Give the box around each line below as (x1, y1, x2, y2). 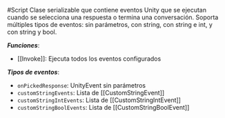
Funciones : (7, 41, 40, 49)
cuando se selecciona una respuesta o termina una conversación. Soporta (7, 13, 219, 21)
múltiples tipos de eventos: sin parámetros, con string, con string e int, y (7, 21, 213, 28)
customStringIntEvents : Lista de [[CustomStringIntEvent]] (17, 96, 182, 104)
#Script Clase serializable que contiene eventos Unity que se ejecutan (7, 6, 207, 14)
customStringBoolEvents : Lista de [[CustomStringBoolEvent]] (17, 104, 190, 111)
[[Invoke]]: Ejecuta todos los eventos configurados (17, 55, 162, 63)
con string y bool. (7, 28, 57, 36)
